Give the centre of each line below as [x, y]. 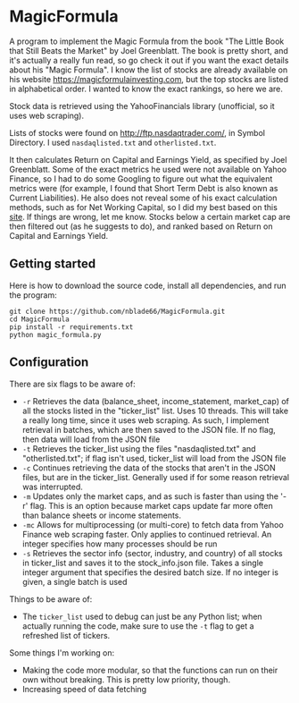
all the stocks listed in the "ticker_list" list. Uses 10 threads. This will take [155, 411]
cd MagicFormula [39, 319]
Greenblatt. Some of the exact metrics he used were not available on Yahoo [148, 169]
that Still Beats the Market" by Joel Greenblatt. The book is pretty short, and [149, 50]
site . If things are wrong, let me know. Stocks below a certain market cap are [150, 216]
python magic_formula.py [55, 335]
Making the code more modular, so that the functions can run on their [150, 670]
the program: [33, 295]
